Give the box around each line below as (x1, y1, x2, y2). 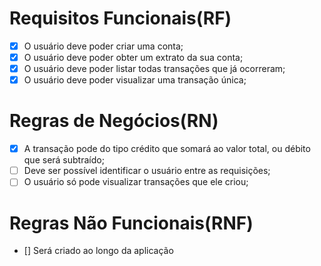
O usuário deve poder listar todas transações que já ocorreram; (23, 63, 286, 75)
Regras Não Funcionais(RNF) (9, 212, 254, 234)
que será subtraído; (23, 154, 105, 166)
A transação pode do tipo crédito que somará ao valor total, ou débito (23, 143, 311, 155)
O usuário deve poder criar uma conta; (23, 40, 184, 52)
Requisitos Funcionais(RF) (9, 7, 232, 30)
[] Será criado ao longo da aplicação (23, 245, 174, 257)
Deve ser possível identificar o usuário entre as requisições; (23, 165, 271, 177)
